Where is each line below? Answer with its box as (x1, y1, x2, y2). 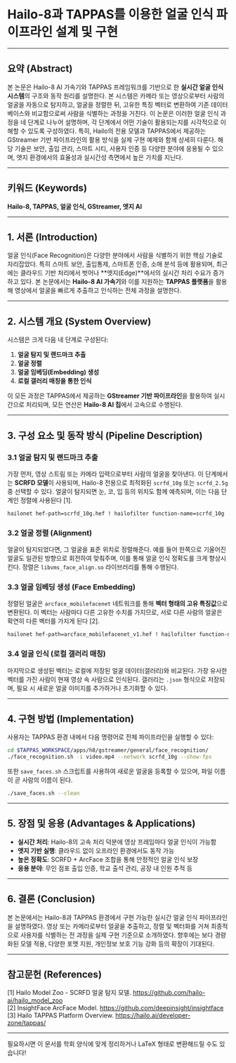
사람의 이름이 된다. (22, 776, 73, 784)
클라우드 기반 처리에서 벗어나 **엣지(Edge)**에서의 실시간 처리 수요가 (20, 268, 212, 278)
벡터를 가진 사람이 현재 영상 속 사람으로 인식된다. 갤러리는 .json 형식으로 (7, 675, 206, 684)
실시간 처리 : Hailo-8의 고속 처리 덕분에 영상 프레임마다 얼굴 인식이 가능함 (17, 837, 216, 846)
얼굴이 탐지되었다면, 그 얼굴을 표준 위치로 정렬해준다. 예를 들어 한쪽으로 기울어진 (7, 545, 227, 554)
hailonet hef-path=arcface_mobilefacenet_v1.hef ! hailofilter (7, 631, 197, 638)
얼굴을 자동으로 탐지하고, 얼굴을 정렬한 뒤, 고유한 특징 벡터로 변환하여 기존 (7, 100, 209, 109)
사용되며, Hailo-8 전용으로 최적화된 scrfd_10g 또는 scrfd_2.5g (55, 478, 228, 487)
